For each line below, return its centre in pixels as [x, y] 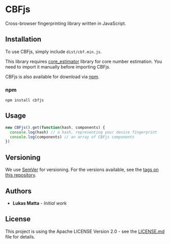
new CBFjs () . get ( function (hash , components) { [55, 127]
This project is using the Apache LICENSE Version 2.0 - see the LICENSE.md [85, 231]
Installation [23, 39]
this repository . [21, 175]
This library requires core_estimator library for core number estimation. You [84, 61]
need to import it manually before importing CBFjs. [58, 66]
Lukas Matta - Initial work [39, 203]
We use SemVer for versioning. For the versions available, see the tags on [82, 170]
